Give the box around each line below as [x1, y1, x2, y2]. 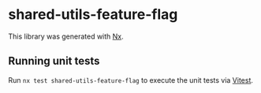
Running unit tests [8, 54, 100, 68]
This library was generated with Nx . [8, 32, 124, 41]
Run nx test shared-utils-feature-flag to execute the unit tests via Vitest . [8, 75, 254, 84]
